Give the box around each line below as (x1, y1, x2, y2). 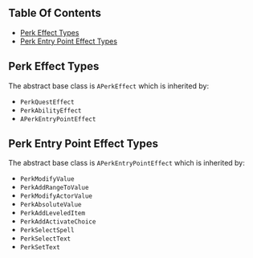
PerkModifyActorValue (19, 192, 92, 200)
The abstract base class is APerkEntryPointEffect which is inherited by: (8, 158, 245, 168)
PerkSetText (19, 244, 60, 252)
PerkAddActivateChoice (19, 218, 96, 226)
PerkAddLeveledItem (19, 209, 86, 218)
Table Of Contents (8, 6, 102, 20)
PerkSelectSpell (19, 227, 75, 235)
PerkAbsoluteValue (19, 201, 82, 209)
